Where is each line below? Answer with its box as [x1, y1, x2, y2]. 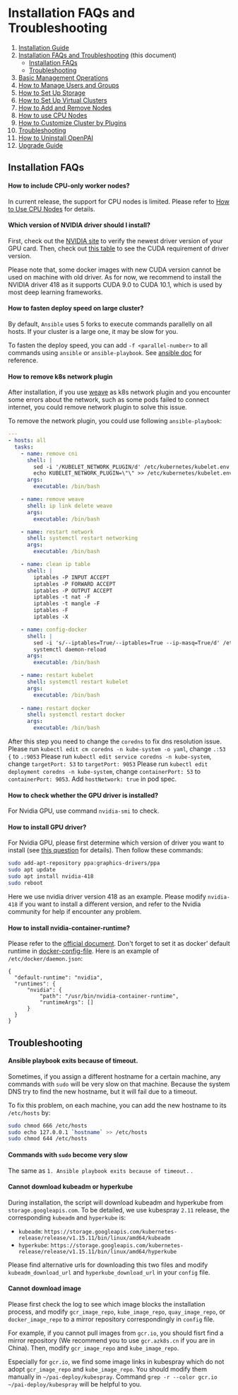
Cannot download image [8, 1284, 82, 1292]
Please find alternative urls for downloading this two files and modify [8, 1261, 208, 1269]
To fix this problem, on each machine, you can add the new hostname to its [8, 1101, 227, 1109]
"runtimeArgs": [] [39, 999, 94, 1006]
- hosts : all [8, 437, 47, 444]
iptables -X [33, 613, 69, 620]
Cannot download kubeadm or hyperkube [8, 1183, 133, 1191]
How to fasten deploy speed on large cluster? [8, 304, 144, 313]
